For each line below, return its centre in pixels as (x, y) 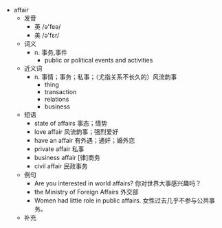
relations (57, 99)
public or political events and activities (99, 60)
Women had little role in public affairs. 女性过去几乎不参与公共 (122, 201)
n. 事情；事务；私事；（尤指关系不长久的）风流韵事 (106, 77)
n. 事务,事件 (51, 52)
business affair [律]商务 (67, 158)
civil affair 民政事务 (61, 166)
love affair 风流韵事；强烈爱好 (76, 132)
